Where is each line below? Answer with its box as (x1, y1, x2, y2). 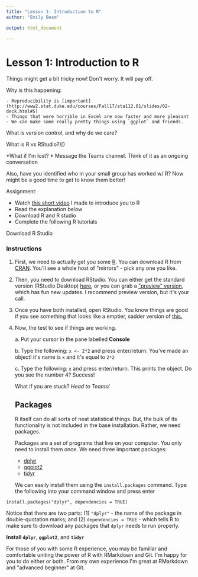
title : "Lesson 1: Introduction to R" (6, 8, 102, 15)
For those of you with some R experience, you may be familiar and (6, 545, 167, 552)
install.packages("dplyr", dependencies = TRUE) (6, 499, 128, 505)
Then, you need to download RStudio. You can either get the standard (14, 276, 185, 283)
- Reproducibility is (6, 98, 60, 104)
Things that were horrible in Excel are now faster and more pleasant (11, 114, 189, 120)
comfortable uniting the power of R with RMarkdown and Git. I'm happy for (6, 552, 188, 559)
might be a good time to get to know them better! (6, 176, 126, 184)
